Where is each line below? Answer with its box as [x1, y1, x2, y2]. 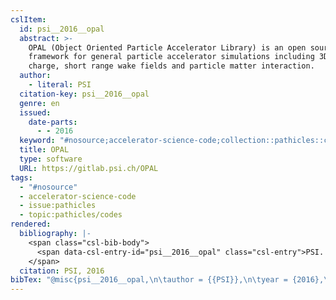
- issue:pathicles [19, 201, 97, 211]
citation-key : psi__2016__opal [19, 89, 150, 99]
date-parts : [28, 117, 78, 127]
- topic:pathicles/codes [19, 210, 123, 220]
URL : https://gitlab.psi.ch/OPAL [19, 163, 159, 173]
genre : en [19, 98, 60, 108]
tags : [10, 172, 33, 183]
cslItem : [10, 14, 47, 25]
